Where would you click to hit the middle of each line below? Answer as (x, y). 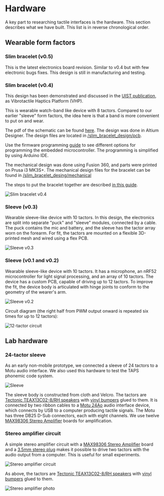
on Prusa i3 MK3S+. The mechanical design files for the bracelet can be (78, 170)
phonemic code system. (29, 376)
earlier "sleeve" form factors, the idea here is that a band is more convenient (82, 115)
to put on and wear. (25, 121)
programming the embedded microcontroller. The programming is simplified (82, 150)
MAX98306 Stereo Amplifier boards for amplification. (59, 421)
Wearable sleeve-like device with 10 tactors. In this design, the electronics (80, 218)
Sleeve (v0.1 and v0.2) (32, 261)
